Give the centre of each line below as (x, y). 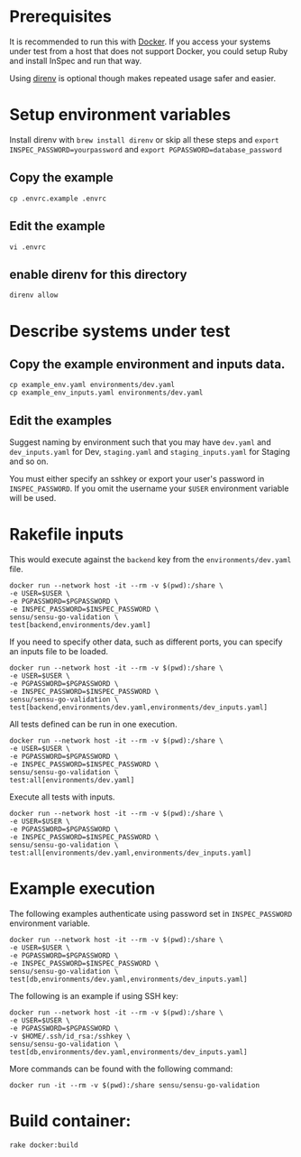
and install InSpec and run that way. (76, 60)
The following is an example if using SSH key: (94, 996)
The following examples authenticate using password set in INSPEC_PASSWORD (151, 914)
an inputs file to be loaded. (59, 652)
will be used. (33, 498)
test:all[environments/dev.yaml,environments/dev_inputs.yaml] (131, 853)
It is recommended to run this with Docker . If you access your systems (140, 42)
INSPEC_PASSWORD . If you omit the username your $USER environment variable (149, 488)
